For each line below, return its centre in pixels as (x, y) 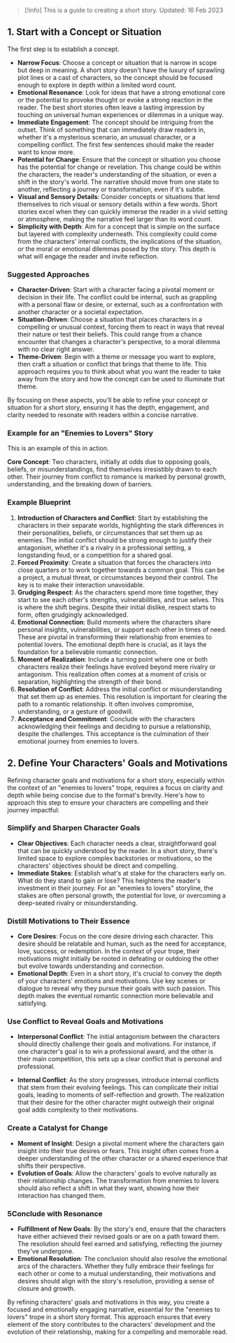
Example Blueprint (39, 503)
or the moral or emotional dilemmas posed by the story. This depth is (116, 249)
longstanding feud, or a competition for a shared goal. (95, 555)
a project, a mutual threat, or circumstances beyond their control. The (117, 577)
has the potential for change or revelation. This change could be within (119, 167)
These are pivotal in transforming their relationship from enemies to (114, 636)
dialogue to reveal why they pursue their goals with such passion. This (119, 988)
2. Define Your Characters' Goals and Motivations (117, 763)
